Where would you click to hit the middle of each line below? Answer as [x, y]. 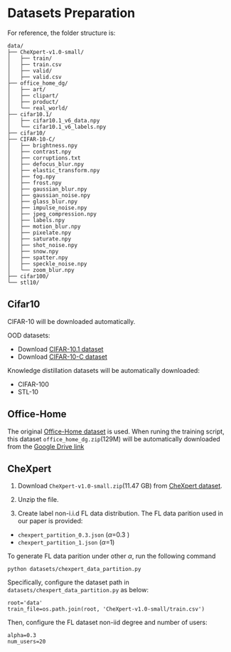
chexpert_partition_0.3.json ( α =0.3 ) [74, 535]
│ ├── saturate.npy [39, 239]
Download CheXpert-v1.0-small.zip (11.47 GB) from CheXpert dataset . [120, 486]
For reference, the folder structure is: [61, 33]
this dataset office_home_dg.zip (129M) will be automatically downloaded [114, 438]
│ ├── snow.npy [33, 251]
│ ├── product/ [33, 102]
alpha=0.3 [22, 636]
